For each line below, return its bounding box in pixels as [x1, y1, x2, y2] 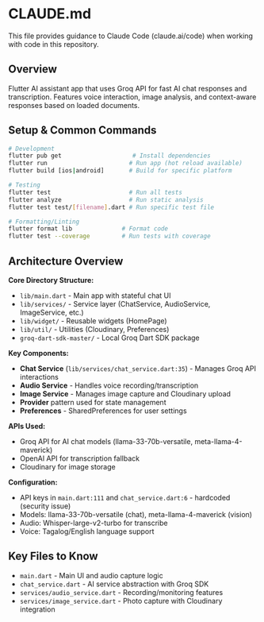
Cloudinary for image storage [19, 462, 117, 471]
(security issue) [19, 501, 71, 511]
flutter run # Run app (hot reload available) [8, 160, 243, 168]
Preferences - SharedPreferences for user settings [19, 406, 188, 415]
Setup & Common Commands [8, 124, 157, 137]
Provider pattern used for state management [19, 398, 166, 407]
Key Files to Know [8, 550, 98, 563]
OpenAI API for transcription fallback [19, 454, 140, 463]
